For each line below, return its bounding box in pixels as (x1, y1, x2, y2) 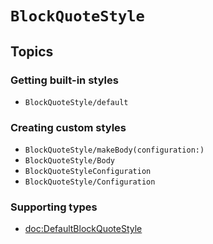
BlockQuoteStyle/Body (24, 156, 115, 166)
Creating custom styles (10, 120, 127, 134)
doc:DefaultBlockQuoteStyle (24, 223, 143, 235)
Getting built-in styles (10, 73, 119, 87)
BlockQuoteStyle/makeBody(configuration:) (24, 145, 205, 156)
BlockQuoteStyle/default (24, 97, 129, 107)
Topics (10, 43, 54, 60)
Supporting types (10, 200, 98, 214)
